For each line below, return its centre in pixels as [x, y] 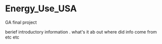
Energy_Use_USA [41, 9]
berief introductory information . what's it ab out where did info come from [81, 32]
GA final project [21, 22]
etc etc [12, 37]
